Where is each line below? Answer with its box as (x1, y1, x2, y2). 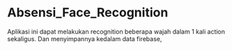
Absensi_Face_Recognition (7, 5, 169, 21)
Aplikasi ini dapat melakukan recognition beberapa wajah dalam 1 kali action (7, 27, 225, 36)
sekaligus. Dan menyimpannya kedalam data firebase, (7, 34, 162, 42)
